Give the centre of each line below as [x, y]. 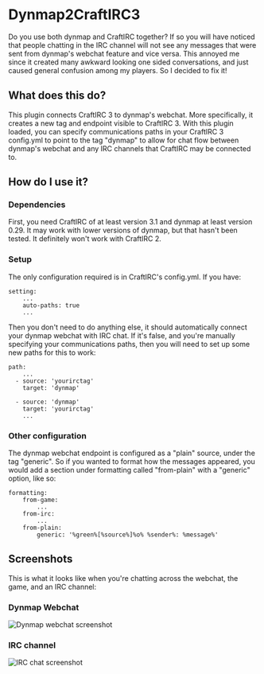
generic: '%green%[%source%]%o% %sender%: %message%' [128, 535]
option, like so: [32, 478]
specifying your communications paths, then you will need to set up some [129, 344]
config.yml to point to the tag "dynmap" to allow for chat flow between [124, 140]
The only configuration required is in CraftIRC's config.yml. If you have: [124, 277]
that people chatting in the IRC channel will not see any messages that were [132, 45]
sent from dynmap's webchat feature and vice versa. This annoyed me [124, 53]
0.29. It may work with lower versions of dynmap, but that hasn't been [123, 230]
